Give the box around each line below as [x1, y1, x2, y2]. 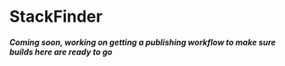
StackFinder [9, 6, 103, 27]
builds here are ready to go [9, 46, 113, 57]
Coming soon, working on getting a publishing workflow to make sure [9, 36, 277, 47]
